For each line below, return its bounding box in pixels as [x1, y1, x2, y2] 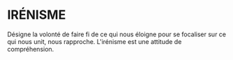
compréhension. [7, 45, 54, 53]
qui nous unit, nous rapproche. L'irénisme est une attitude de [7, 37, 182, 45]
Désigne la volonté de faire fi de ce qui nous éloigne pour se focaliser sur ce [7, 30, 227, 38]
